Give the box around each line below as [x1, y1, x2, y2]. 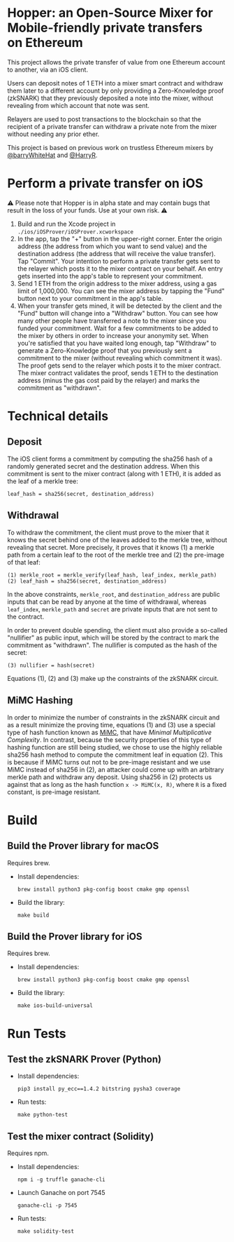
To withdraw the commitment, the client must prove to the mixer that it [7, 528, 210, 536]
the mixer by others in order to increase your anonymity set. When [17, 331, 209, 339]
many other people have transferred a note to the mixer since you [17, 316, 207, 325]
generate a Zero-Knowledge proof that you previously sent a [17, 346, 192, 355]
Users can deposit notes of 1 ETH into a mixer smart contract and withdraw [7, 79, 224, 87]
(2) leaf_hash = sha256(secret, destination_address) [7, 577, 168, 585]
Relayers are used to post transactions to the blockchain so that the [7, 114, 201, 123]
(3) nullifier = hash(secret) [7, 661, 96, 669]
